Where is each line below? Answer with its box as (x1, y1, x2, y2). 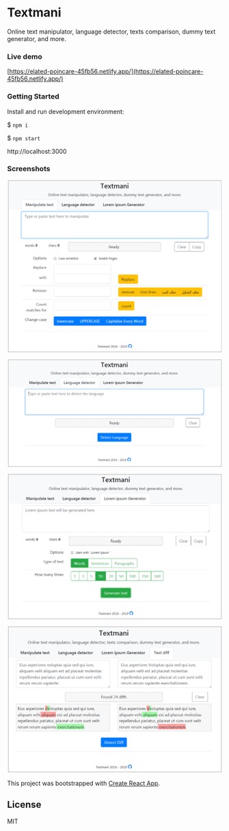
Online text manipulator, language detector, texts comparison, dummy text (7, 27, 216, 36)
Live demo (7, 51, 42, 61)
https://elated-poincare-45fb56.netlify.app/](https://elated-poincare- (9, 67, 204, 76)
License (7, 799, 42, 810)
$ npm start (7, 133, 41, 142)
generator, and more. (7, 34, 67, 42)
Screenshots (7, 164, 51, 174)
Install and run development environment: (7, 107, 124, 116)
